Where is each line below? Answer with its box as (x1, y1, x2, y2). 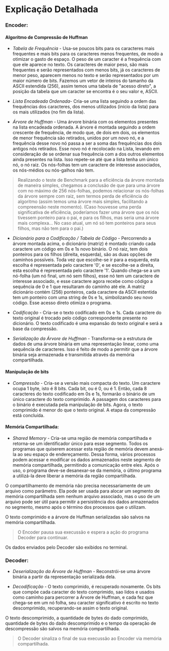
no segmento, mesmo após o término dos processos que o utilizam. (5, 504, 146, 510)
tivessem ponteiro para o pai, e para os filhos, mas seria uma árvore (17, 215, 159, 221)
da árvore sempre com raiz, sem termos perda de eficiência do (17, 193, 149, 199)
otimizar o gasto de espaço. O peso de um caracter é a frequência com (12, 56, 161, 62)
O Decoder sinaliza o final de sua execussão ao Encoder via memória (17, 635, 162, 641)
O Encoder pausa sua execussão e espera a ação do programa (17, 529, 149, 535)
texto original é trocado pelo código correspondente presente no (12, 315, 148, 321)
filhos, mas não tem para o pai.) (17, 225, 84, 231)
